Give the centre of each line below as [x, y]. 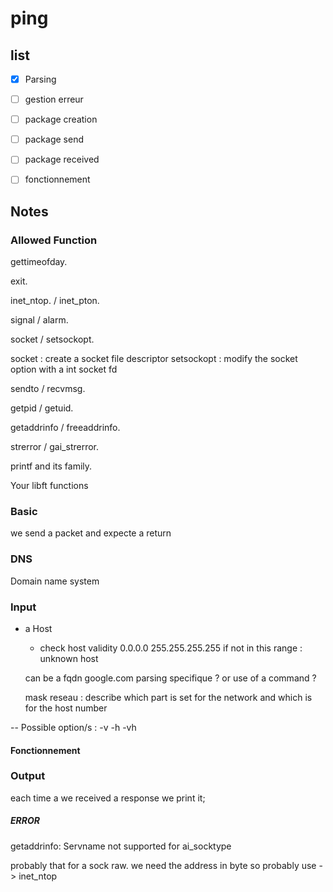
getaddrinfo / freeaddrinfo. [65, 428]
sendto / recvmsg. [48, 389]
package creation [61, 119]
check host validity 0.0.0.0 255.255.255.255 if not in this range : [171, 648]
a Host [38, 628]
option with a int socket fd [64, 369]
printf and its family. [51, 466]
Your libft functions [49, 486]
